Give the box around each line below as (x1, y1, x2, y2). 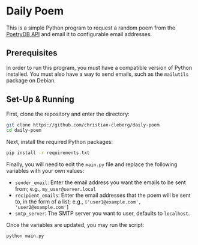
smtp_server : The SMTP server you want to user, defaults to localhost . (14, 209, 190, 217)
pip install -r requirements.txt (6, 150, 90, 156)
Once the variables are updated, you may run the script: (6, 222, 145, 229)
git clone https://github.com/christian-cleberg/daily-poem (6, 122, 160, 128)
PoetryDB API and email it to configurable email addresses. (6, 30, 152, 37)
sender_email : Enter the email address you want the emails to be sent (14, 179, 186, 186)
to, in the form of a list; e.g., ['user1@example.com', (14, 198, 142, 205)
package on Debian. (6, 76, 56, 84)
